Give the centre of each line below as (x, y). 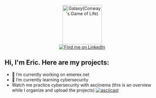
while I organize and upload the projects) (53, 90)
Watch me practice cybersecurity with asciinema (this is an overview (81, 85)
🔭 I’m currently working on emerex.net (50, 74)
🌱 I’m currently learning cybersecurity (50, 80)
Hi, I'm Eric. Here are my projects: (57, 63)
